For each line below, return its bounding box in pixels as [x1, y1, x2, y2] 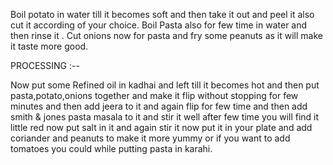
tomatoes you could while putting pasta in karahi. [10, 143, 213, 154]
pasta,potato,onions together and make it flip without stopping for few [10, 90, 299, 101]
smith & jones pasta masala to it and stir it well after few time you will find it [10, 111, 320, 123]
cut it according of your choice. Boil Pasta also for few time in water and [10, 19, 308, 31]
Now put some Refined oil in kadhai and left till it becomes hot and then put [10, 79, 320, 91]
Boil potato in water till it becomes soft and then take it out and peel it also [10, 9, 315, 20]
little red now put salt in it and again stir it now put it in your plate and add [10, 122, 313, 133]
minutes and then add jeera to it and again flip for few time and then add [10, 100, 308, 112]
